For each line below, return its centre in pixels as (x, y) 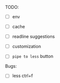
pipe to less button (33, 56)
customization (27, 46)
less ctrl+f (22, 76)
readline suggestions (33, 37)
